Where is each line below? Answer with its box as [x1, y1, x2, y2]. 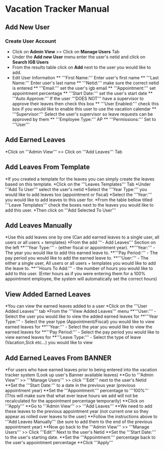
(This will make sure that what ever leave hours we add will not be [5, 393, 138, 399]
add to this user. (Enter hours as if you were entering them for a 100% [5, 271, 146, 277]
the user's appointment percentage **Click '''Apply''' [5, 439, 114, 445]
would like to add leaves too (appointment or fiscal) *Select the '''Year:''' [5, 191, 152, 197]
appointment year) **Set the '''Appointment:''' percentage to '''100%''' [5, 387, 149, 393]
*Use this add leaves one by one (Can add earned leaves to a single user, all [5, 234, 160, 240]
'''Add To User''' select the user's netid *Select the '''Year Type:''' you [5, 186, 147, 192]
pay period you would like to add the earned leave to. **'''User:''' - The [5, 255, 149, 261]
